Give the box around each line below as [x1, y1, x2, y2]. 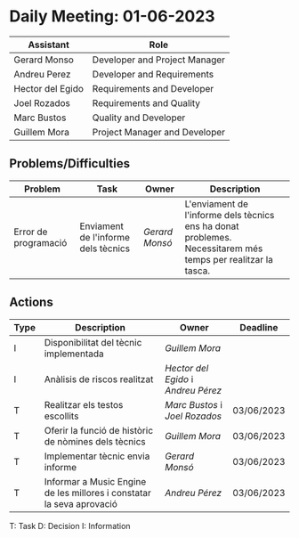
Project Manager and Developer [92, 126, 225, 138]
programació [13, 236, 68, 249]
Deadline [239, 321, 279, 333]
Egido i [164, 372, 194, 385]
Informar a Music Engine [44, 475, 147, 487]
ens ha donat [184, 220, 239, 232]
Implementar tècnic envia [44, 450, 150, 462]
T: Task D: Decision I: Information [9, 520, 131, 531]
